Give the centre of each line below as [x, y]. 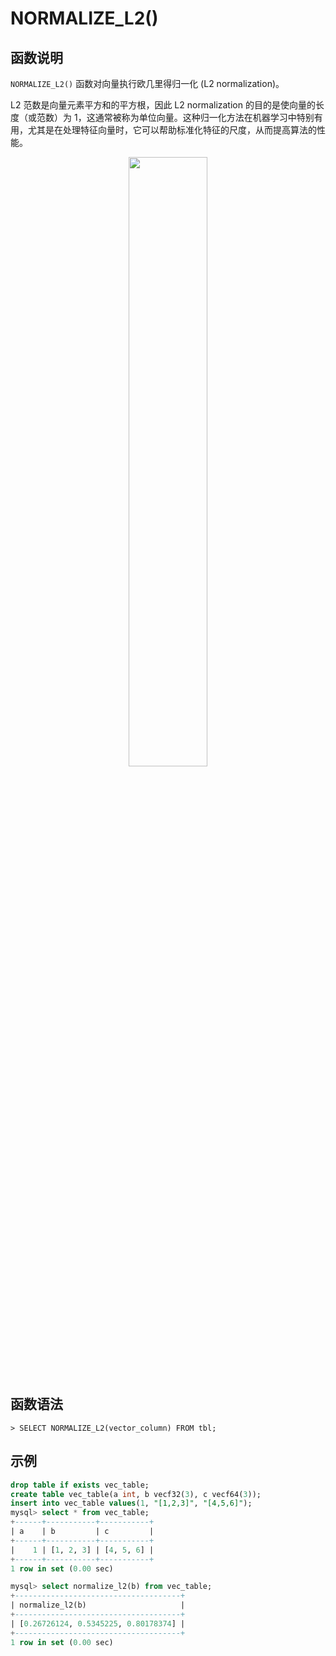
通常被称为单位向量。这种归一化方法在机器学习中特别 [204, 117]
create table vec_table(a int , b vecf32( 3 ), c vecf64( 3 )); [136, 1494]
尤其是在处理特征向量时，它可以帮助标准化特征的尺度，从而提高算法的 [172, 130]
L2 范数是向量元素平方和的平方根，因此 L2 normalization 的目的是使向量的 [163, 105]
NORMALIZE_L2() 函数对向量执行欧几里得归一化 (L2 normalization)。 [147, 83]
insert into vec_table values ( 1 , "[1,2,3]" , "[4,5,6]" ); [131, 1503]
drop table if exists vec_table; [80, 1485]
